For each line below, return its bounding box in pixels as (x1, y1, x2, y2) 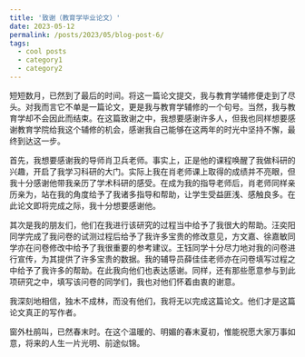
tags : (9, 38, 30, 48)
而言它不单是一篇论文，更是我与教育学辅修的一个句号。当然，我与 (40, 101, 288, 112)
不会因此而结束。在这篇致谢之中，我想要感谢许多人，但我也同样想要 (33, 113, 288, 124)
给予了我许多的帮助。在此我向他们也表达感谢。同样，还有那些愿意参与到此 (16, 264, 296, 275)
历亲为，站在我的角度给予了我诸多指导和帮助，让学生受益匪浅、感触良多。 (9, 188, 288, 200)
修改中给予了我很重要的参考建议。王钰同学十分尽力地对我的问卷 (48, 242, 288, 253)
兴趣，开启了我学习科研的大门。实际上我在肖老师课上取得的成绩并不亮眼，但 (9, 165, 296, 177)
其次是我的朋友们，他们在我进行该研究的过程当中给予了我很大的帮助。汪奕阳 (9, 219, 296, 230)
